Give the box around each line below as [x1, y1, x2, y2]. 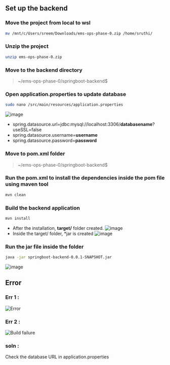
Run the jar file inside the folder [5, 243, 84, 250]
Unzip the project [5, 43, 49, 50]
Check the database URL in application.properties [5, 354, 109, 360]
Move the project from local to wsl [5, 19, 91, 26]
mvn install [5, 216, 30, 221]
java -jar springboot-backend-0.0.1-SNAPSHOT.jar [5, 255, 112, 260]
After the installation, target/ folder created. [12, 225, 104, 231]
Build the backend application [5, 204, 80, 211]
